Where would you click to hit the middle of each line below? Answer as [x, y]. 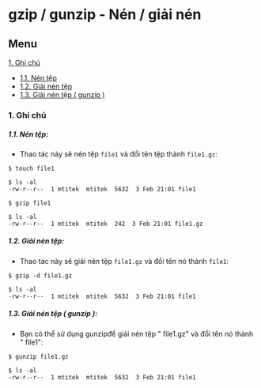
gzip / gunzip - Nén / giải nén [105, 15]
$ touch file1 [32, 168]
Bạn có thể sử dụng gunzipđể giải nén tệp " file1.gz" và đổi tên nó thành [136, 333]
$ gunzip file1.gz [38, 356]
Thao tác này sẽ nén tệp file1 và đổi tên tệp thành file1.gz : [118, 154]
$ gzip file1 [30, 203]
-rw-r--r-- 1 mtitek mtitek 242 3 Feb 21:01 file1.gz [106, 224]
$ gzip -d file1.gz [40, 275]
